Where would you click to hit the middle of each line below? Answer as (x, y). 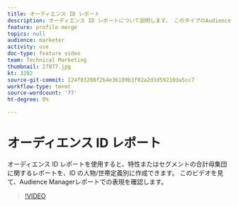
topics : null (27, 34)
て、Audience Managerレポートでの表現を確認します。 (87, 181)
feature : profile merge (42, 27)
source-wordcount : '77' (42, 93)
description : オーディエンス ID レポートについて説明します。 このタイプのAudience (119, 21)
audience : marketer (36, 40)
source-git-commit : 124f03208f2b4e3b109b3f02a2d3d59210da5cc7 (101, 80)
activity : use (28, 47)
